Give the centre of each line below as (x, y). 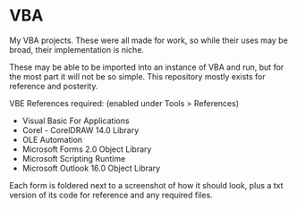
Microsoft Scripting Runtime (74, 158)
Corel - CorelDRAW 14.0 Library (81, 130)
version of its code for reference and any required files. (111, 195)
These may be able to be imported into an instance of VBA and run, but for (147, 67)
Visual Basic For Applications (76, 121)
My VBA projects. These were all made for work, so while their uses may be (148, 40)
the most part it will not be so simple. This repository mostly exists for (137, 76)
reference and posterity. (54, 86)
